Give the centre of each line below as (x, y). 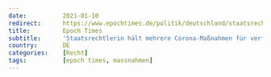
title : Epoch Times (56, 30)
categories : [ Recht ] (48, 53)
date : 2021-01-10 (54, 16)
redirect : (25, 23)
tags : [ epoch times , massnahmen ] (81, 61)
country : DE (39, 46)
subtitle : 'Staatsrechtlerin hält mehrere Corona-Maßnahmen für (128, 38)
